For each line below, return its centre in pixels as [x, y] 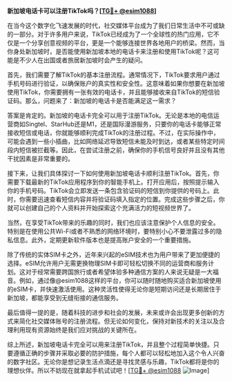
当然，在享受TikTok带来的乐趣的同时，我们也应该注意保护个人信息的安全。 [113, 223]
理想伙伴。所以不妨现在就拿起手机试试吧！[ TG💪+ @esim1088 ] [108, 370]
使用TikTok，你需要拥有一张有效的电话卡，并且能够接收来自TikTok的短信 [110, 92]
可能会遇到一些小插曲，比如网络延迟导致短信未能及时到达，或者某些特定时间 [116, 141]
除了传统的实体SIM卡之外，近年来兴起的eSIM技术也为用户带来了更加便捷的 [114, 254]
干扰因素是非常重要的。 [40, 159]
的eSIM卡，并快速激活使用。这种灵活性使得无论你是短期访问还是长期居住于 [114, 289]
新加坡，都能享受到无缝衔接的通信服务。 [65, 298]
